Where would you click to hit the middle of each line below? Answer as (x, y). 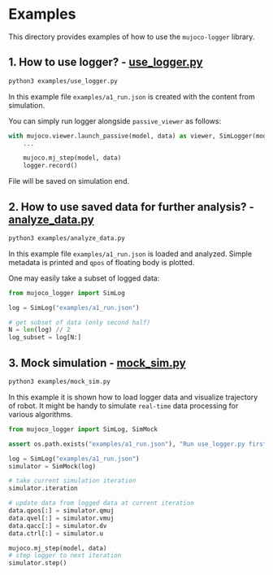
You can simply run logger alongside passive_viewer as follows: (115, 121)
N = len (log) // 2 (39, 330)
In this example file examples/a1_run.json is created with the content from (132, 96)
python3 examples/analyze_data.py (67, 238)
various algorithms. (41, 414)
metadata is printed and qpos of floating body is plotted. (102, 262)
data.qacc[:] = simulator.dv (58, 525)
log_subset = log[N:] (45, 338)
